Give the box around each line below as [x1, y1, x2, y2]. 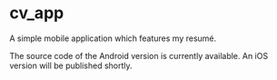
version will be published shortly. [9, 60, 134, 71]
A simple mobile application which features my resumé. [9, 33, 217, 44]
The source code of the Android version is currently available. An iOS [9, 50, 269, 61]
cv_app [9, 3, 64, 24]
